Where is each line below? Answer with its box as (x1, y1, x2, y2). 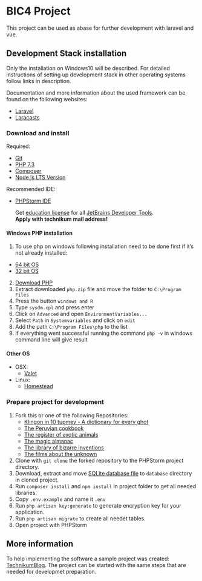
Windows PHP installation (6, 229, 73, 237)
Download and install (6, 129, 70, 137)
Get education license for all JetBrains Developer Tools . (15, 209, 154, 217)
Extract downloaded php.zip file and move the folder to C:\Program (15, 286, 181, 293)
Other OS (6, 350, 30, 357)
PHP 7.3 (15, 161, 35, 168)
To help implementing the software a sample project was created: (6, 555, 170, 562)
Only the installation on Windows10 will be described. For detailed (6, 64, 171, 72)
